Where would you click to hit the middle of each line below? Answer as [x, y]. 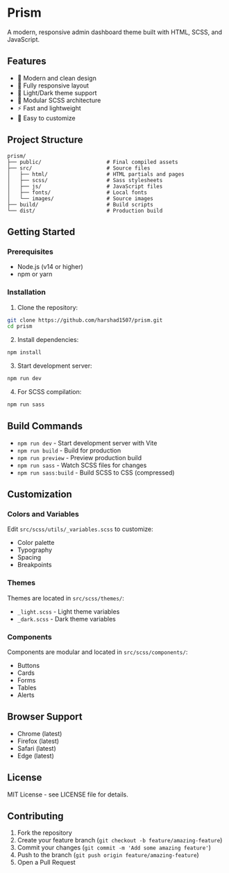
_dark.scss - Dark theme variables [66, 619]
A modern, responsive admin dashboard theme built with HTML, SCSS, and [115, 32]
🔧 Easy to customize [46, 118]
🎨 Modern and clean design [57, 78]
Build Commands [45, 426]
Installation [27, 292]
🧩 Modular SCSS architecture [59, 100]
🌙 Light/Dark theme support [57, 92]
